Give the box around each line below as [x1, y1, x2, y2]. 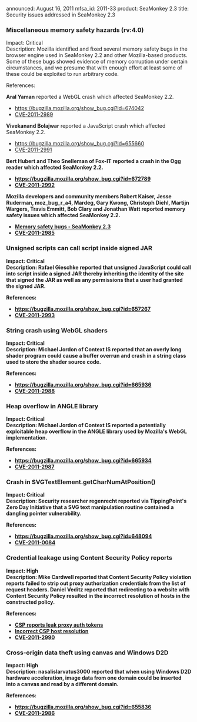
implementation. [6, 434, 48, 441]
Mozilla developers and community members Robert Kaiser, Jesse [6, 193, 172, 200]
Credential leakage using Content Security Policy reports [6, 554, 172, 562]
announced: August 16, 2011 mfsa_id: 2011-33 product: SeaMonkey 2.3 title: [6, 5, 189, 12]
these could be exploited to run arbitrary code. [6, 71, 119, 78]
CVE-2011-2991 [14, 147, 52, 154]
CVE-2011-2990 [14, 634, 55, 641]
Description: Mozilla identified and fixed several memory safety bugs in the [6, 45, 188, 52]
